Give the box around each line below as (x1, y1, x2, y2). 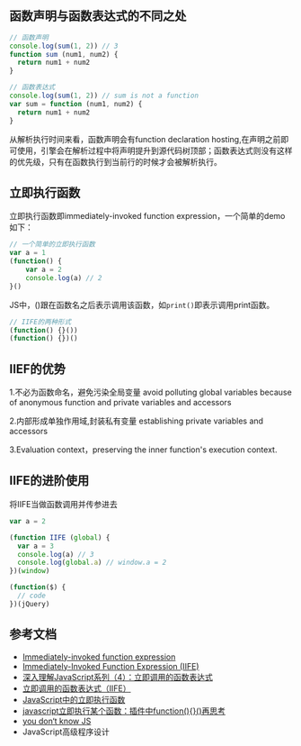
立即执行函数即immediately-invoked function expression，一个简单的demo (9, 211, 286, 222)
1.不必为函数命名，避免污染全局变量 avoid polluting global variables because (9, 387, 292, 398)
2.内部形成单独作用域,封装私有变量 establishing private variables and (9, 415, 263, 426)
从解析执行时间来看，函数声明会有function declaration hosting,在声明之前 (9, 133, 281, 144)
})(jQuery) (9, 599, 50, 608)
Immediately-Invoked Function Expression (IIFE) (22, 660, 199, 671)
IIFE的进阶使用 (9, 473, 90, 488)
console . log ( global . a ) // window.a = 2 (17, 558, 167, 568)
